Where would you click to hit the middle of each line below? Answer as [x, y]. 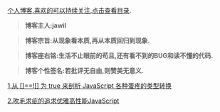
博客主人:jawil [45, 26]
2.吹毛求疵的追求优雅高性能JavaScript [63, 101]
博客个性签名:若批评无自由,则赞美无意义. [84, 71]
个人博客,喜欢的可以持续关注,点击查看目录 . [69, 10]
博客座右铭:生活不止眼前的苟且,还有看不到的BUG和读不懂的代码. [119, 56]
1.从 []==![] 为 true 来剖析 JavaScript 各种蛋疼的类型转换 [90, 86]
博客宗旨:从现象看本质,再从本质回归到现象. [87, 40]
